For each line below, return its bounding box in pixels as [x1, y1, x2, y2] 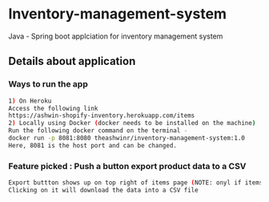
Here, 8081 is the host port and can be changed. [8, 141, 178, 149]
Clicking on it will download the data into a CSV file [8, 186, 199, 194]
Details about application [8, 55, 136, 68]
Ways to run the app [8, 79, 88, 90]
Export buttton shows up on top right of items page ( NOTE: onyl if [8, 179, 242, 187]
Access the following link [8, 104, 98, 112]
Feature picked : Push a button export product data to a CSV [8, 160, 247, 172]
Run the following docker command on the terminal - [8, 127, 188, 135]
